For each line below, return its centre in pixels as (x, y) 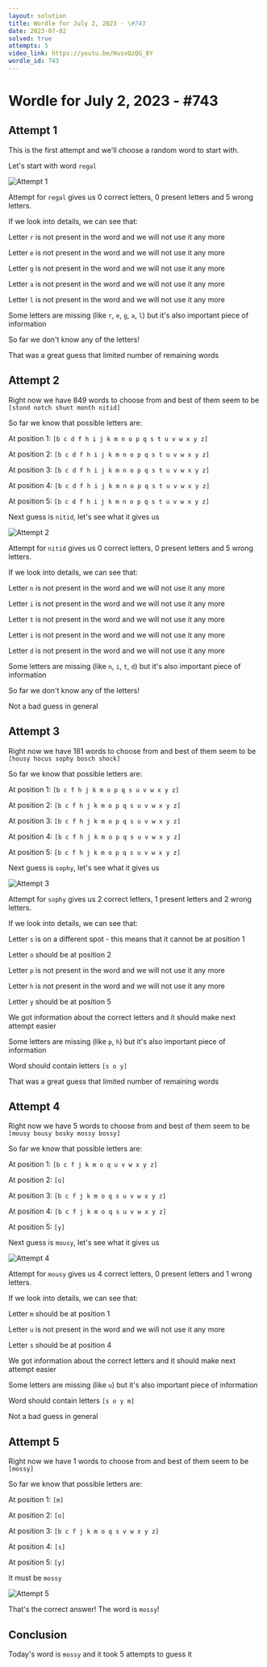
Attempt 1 (33, 130)
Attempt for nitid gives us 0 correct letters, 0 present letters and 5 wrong (131, 548)
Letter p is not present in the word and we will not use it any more (117, 970)
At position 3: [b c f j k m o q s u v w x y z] (88, 1196)
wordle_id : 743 (34, 61)
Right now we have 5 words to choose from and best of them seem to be (129, 1126)
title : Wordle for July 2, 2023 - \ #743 (77, 23)
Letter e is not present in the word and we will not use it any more (117, 252)
